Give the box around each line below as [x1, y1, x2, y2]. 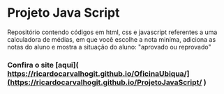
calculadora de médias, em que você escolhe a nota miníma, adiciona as [7, 35, 216, 43]
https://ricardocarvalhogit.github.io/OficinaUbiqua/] [7, 68, 190, 78]
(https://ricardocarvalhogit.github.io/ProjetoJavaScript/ [7, 77, 202, 87]
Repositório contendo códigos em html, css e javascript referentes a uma [7, 28, 218, 36]
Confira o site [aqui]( [7, 60, 79, 70]
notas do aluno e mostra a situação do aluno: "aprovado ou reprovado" [7, 42, 211, 51]
